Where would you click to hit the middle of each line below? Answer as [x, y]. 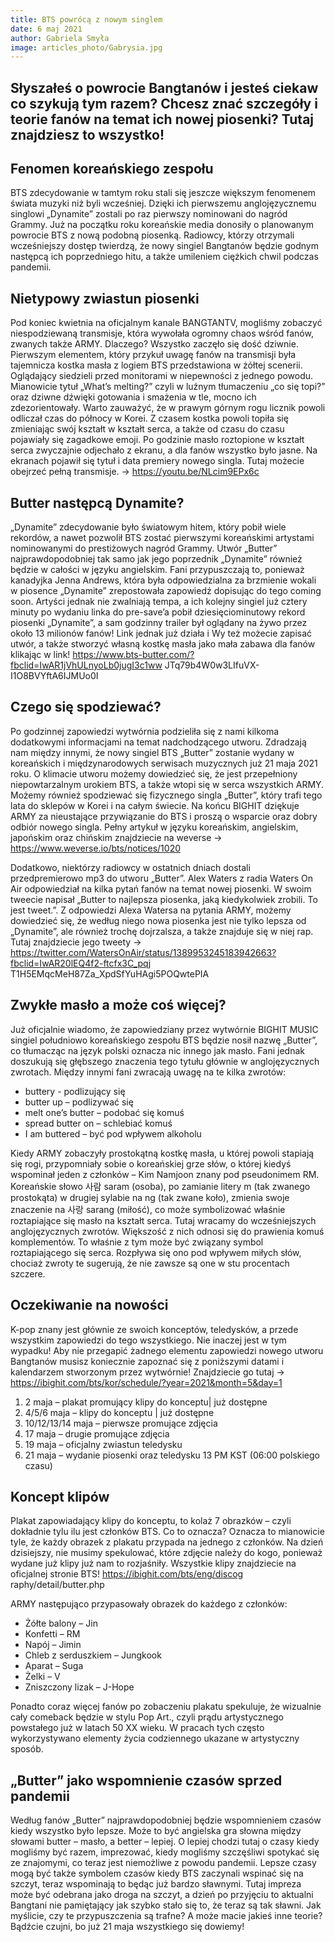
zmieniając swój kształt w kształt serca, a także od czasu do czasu [147, 429]
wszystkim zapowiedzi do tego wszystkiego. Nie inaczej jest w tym [148, 1340]
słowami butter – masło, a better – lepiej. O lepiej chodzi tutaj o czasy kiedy [165, 1842]
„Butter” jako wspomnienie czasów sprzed [146, 1780]
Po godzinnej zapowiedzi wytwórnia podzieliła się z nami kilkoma [145, 731]
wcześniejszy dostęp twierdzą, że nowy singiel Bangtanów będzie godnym [164, 246]
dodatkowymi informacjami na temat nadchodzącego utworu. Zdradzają [158, 742]
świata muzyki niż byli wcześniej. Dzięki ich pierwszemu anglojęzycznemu [163, 203]
